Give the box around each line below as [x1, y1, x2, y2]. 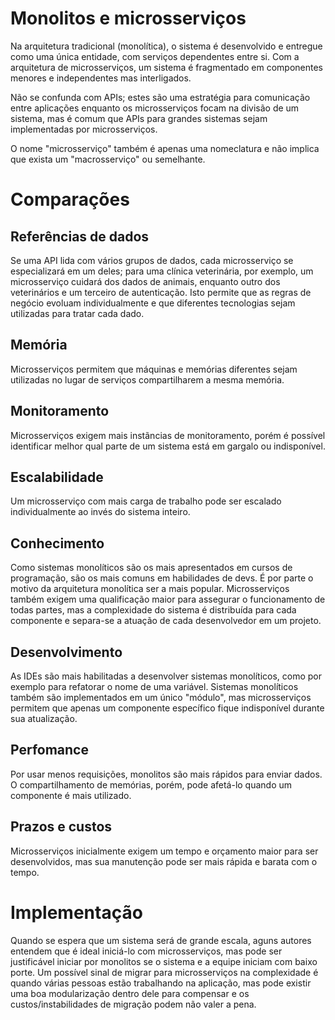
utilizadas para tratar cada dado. [10, 307, 145, 319]
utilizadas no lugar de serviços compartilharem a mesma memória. [10, 373, 285, 386]
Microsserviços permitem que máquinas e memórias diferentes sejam [10, 363, 298, 375]
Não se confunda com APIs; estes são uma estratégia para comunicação [10, 91, 311, 103]
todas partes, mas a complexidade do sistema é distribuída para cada [10, 604, 297, 616]
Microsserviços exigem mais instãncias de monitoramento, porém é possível [10, 429, 326, 441]
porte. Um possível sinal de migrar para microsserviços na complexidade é [10, 966, 319, 978]
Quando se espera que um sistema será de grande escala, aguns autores [10, 934, 312, 946]
